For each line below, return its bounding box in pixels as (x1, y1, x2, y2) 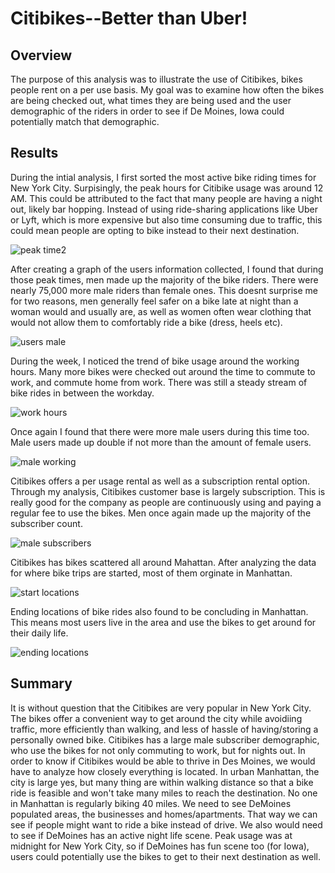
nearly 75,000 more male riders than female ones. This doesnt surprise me (10, 284, 319, 296)
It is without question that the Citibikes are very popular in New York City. (10, 702, 312, 714)
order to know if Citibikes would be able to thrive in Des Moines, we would (10, 755, 316, 767)
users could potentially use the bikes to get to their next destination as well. (10, 850, 322, 862)
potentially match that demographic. (10, 116, 160, 127)
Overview (10, 47, 73, 64)
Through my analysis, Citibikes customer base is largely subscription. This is (10, 485, 326, 497)
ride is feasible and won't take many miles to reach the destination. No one (10, 787, 318, 799)
